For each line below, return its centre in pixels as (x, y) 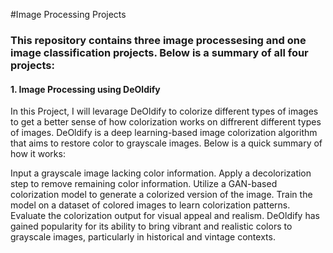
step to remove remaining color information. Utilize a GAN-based (144, 184)
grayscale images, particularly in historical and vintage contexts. (143, 237)
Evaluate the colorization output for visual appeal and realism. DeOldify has (165, 216)
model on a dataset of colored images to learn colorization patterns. (150, 205)
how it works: (38, 154)
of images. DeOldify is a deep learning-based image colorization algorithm (164, 133)
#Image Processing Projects (68, 14)
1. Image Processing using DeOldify (85, 89)
